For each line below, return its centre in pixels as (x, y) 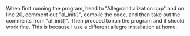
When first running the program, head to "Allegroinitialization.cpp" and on (95, 8)
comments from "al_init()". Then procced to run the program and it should (95, 21)
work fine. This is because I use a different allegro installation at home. (92, 27)
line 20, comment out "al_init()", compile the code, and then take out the (93, 15)
